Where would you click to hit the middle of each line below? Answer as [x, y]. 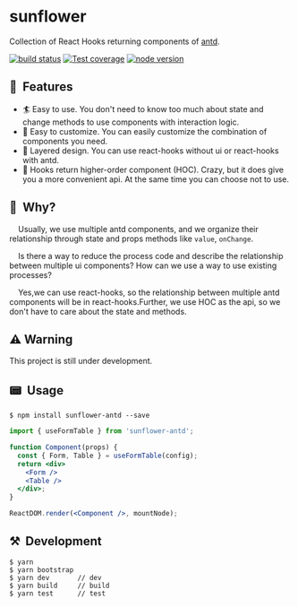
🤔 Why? [33, 208]
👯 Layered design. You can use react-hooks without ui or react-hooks [150, 151]
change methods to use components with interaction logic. [131, 122]
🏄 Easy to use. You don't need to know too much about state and [143, 108]
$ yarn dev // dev [55, 577]
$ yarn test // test [57, 594]
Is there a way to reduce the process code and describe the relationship [150, 256]
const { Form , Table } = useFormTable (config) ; [108, 455]
